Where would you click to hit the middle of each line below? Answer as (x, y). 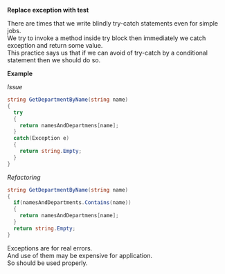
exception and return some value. (55, 45)
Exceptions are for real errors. (50, 248)
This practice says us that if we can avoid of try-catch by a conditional (107, 53)
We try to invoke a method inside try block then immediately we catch (107, 38)
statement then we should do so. (54, 60)
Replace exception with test (48, 10)
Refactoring (24, 177)
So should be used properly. (47, 263)
